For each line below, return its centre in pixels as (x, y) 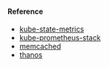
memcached (40, 46)
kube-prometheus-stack (60, 38)
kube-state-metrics (52, 29)
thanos (31, 55)
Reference (25, 11)
